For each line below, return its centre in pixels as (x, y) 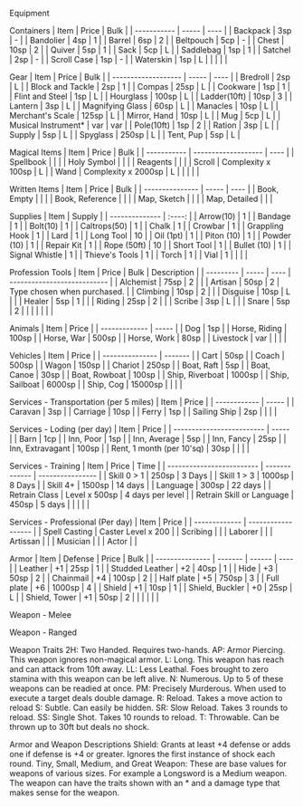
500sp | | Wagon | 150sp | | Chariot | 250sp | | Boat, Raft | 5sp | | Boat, (140, 365)
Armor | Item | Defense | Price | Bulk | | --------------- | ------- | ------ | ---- (151, 559)
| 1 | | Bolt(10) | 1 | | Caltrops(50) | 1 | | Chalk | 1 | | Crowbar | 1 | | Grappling (147, 226)
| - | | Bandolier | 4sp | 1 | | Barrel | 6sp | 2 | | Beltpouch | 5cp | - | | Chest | (147, 40)
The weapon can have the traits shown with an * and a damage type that (145, 783)
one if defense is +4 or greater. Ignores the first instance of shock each (142, 754)
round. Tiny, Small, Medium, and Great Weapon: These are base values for (148, 764)
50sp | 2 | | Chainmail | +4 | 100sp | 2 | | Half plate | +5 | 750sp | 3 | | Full (144, 578)
